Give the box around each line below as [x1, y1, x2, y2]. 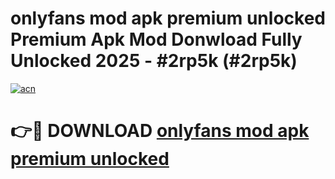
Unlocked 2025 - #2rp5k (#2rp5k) [10, 50, 298, 72]
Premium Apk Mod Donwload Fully [10, 28, 303, 51]
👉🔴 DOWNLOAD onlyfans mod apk [10, 120, 310, 142]
